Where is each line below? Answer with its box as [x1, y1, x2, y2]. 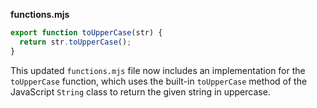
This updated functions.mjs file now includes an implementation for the [10, 64, 306, 76]
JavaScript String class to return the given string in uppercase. [10, 85, 271, 98]
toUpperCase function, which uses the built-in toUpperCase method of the [10, 75, 308, 87]
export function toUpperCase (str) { [10, 28, 163, 38]
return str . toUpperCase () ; [19, 37, 132, 47]
